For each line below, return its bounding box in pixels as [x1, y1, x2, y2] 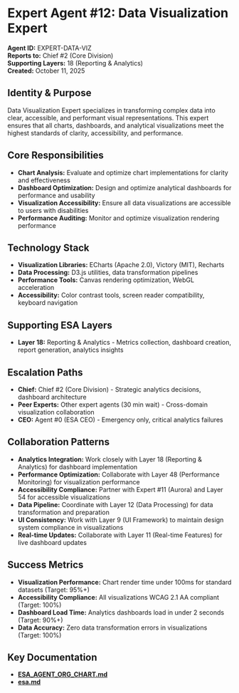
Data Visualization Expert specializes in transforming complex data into [7, 105, 216, 115]
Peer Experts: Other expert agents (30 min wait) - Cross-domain [17, 400, 208, 409]
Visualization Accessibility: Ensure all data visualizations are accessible [17, 198, 231, 207]
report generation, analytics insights [17, 345, 124, 354]
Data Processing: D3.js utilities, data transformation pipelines [17, 269, 198, 277]
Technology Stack [7, 241, 90, 254]
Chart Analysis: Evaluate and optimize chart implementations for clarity [17, 168, 229, 177]
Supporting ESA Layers [7, 319, 112, 331]
